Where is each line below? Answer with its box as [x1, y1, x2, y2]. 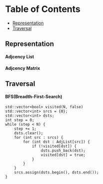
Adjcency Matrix [5, 65, 40, 71]
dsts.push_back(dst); [40, 148, 86, 153]
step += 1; [14, 126, 37, 132]
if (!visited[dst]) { [31, 144, 77, 149]
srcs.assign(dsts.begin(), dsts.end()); [14, 170, 99, 175]
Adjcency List [5, 53, 34, 59]
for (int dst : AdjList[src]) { [23, 140, 91, 145]
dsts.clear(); [14, 131, 43, 136]
